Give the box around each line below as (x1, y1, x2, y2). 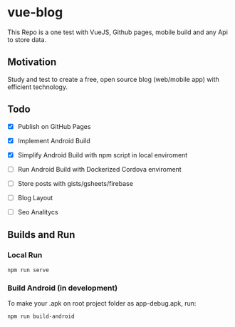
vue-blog (7, 4, 63, 21)
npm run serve (7, 266, 50, 274)
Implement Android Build (17, 136, 90, 145)
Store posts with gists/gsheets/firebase (17, 179, 134, 187)
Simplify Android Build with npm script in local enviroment (17, 150, 188, 159)
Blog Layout (17, 193, 53, 202)
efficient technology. (7, 83, 68, 91)
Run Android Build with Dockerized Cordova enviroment (17, 165, 182, 173)
